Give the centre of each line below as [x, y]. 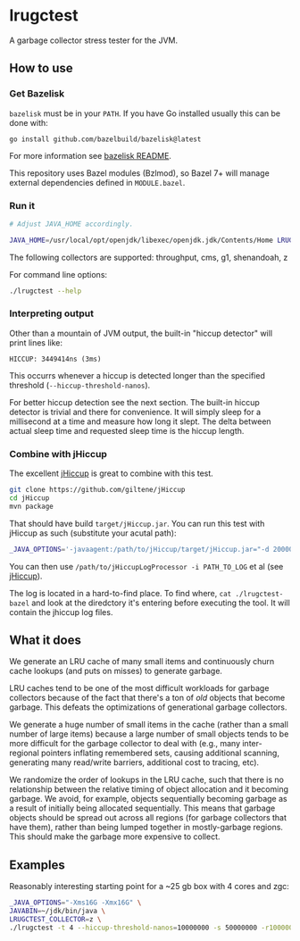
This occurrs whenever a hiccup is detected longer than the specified [137, 375]
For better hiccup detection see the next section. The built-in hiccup [135, 402]
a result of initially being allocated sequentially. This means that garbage [142, 808]
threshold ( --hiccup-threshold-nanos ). [80, 385]
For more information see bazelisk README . [91, 155]
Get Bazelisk [37, 94]
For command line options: [58, 274]
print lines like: [36, 342]
